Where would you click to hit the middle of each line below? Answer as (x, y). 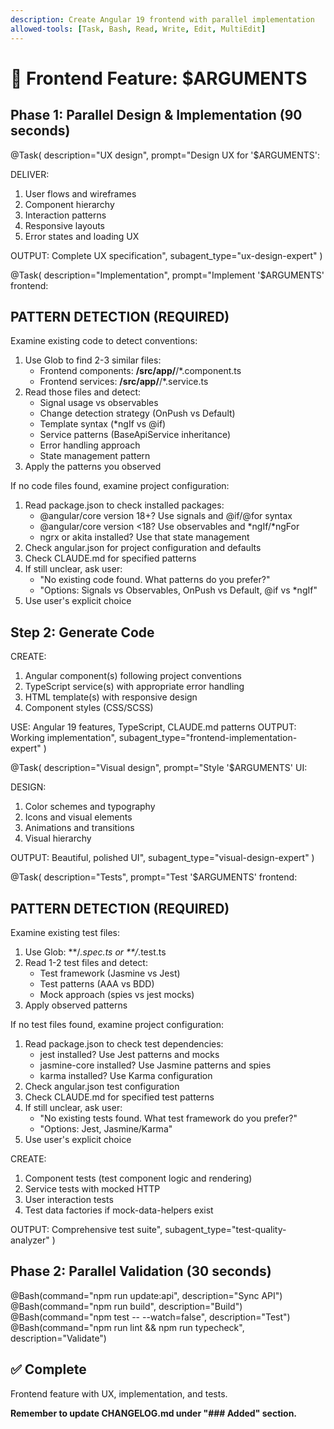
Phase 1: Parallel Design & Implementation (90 (156, 115)
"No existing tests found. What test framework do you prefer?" (168, 1118)
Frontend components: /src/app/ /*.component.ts (140, 371)
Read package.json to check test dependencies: (124, 1043)
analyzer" (30, 1240)
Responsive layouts (65, 225)
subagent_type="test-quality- (225, 1229)
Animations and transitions (79, 828)
